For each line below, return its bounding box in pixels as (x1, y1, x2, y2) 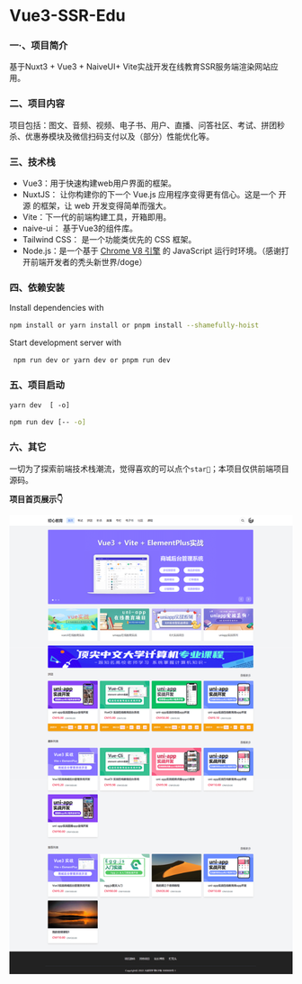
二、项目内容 (9, 97, 66, 110)
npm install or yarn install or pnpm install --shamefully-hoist (9, 321, 259, 330)
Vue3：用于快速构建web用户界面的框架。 (22, 178, 177, 189)
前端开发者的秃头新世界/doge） (30, 257, 147, 268)
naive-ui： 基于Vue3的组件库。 (22, 223, 138, 234)
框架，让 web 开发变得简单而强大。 (40, 200, 172, 212)
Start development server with (9, 337, 122, 348)
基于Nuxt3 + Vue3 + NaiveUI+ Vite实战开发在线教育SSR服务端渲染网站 (9, 61, 271, 72)
